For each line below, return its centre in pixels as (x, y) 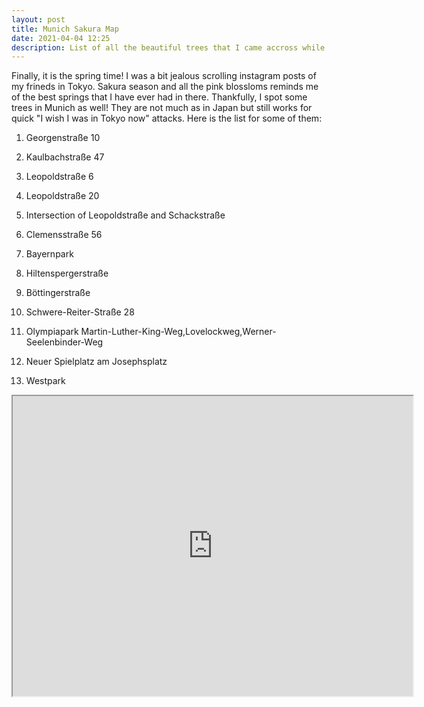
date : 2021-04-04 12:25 (61, 38)
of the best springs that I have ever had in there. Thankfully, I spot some (159, 97)
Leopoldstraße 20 (62, 196)
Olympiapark (52, 332)
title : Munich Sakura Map (65, 29)
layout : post (38, 19)
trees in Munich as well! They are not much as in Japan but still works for (162, 108)
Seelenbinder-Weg (64, 342)
